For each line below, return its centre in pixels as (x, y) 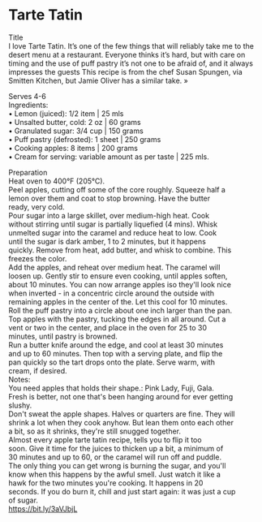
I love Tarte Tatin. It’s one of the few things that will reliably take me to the (131, 45)
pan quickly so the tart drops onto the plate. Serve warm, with (112, 362)
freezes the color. (38, 258)
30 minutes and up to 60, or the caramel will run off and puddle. (115, 457)
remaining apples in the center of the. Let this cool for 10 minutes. (118, 301)
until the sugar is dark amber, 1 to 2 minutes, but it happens (107, 241)
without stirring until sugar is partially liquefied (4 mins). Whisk (113, 224)
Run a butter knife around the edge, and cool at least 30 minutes (116, 345)
